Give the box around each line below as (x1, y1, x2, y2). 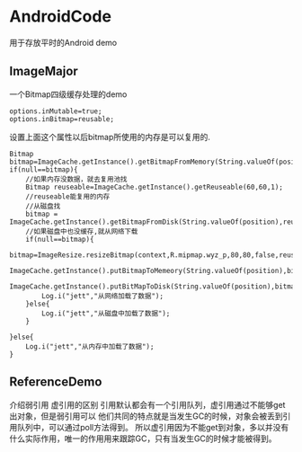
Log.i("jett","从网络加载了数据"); (41, 291, 164, 300)
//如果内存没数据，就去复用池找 (25, 174, 128, 183)
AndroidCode (9, 6, 112, 27)
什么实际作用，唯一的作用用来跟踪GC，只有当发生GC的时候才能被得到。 (9, 433, 277, 444)
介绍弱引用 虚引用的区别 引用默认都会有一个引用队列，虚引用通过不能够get (9, 399, 286, 410)
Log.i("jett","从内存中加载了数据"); (25, 341, 155, 351)
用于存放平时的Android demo (9, 37, 118, 48)
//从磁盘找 (25, 201, 61, 210)
